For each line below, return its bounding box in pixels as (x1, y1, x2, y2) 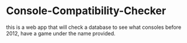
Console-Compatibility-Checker (6, 4, 166, 18)
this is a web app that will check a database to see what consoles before (6, 24, 182, 31)
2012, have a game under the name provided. (6, 29, 116, 37)
